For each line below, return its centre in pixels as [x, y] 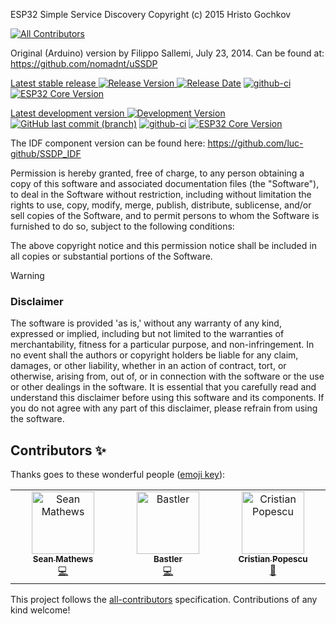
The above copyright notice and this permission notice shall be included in [163, 245]
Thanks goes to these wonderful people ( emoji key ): [118, 475]
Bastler [168, 559]
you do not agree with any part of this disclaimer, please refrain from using [164, 408]
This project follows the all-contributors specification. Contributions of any [164, 600]
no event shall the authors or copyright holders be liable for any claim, [154, 355]
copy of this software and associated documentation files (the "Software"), [165, 183]
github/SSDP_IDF [46, 153]
